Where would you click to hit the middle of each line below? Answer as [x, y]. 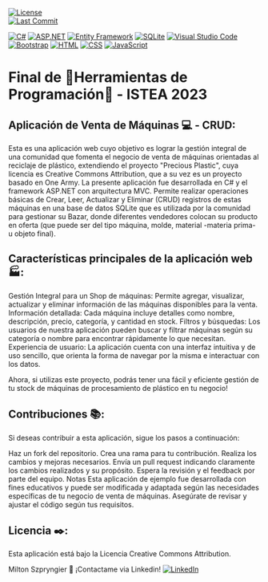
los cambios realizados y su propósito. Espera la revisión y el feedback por [132, 470]
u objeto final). [32, 234]
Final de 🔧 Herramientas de [98, 77]
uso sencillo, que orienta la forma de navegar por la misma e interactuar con [134, 355]
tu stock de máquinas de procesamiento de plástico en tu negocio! [118, 388]
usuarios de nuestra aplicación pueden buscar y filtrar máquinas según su [131, 330]
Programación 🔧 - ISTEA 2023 [108, 94]
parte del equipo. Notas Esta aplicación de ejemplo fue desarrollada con [127, 478]
